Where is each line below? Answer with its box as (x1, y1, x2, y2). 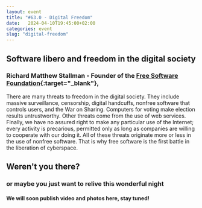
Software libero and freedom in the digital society (6, 54, 196, 64)
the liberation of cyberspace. (6, 144, 78, 151)
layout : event (6, 8, 42, 15)
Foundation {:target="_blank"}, (6, 79, 99, 87)
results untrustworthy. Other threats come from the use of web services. (6, 112, 186, 119)
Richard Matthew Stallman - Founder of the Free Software (6, 72, 178, 80)
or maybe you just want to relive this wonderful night (6, 180, 164, 188)
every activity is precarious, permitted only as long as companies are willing (6, 125, 195, 132)
